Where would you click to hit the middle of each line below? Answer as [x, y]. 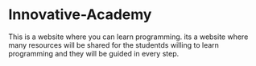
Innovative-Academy [80, 15]
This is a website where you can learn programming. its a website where [128, 37]
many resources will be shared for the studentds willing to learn [114, 45]
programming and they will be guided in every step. [94, 53]
